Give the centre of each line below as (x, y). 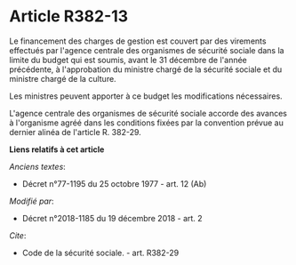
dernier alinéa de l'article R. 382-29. (76, 132)
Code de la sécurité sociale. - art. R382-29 (100, 253)
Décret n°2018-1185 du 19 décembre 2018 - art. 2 (112, 218)
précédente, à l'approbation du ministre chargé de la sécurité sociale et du (146, 69)
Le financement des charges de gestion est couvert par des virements (138, 41)
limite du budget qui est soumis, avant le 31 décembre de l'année (128, 60)
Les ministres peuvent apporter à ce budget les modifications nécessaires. (146, 96)
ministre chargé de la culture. (63, 78)
